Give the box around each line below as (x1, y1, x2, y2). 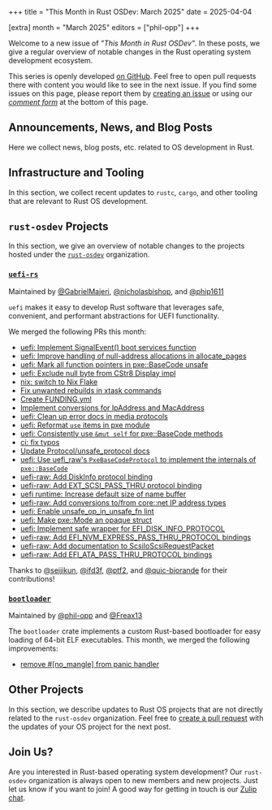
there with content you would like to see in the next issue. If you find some (8, 80, 257, 89)
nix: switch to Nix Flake (19, 377, 98, 387)
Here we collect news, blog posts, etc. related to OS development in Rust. (8, 142, 255, 152)
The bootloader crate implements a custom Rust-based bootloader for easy (8, 626, 261, 636)
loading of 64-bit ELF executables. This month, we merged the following (8, 635, 250, 645)
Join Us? (8, 745, 54, 759)
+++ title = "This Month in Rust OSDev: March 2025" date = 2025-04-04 (8, 7, 253, 16)
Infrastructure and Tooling (8, 166, 145, 180)
